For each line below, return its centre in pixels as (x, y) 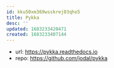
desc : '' (17, 23)
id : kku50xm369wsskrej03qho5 (43, 12)
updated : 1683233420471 (37, 29)
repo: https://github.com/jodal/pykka (61, 58)
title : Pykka (23, 18)
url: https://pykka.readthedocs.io (56, 52)
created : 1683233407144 (37, 35)
